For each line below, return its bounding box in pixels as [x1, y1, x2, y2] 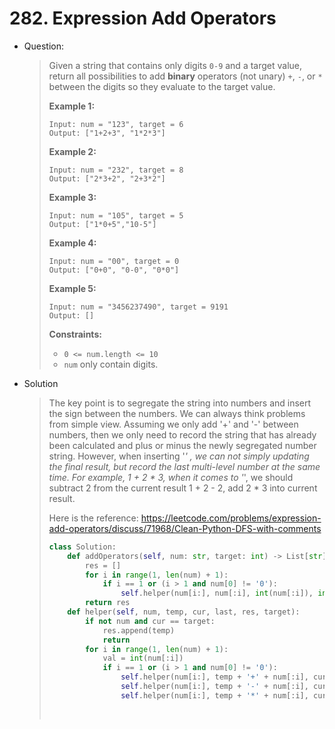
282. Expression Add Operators [9, 7, 277, 30]
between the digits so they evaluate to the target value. [48, 80, 276, 92]
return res [84, 598, 131, 608]
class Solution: [48, 542, 117, 552]
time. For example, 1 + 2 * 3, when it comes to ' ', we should [48, 471, 294, 483]
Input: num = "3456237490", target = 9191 [48, 302, 229, 312]
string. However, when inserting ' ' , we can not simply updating [48, 450, 310, 462]
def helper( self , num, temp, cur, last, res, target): [67, 607, 301, 617]
